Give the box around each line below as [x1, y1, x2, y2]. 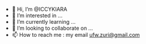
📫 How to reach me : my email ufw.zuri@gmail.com [11, 32, 140, 38]
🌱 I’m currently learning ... [11, 18, 76, 25]
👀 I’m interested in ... [11, 12, 63, 19]
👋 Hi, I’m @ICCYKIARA [11, 6, 68, 12]
